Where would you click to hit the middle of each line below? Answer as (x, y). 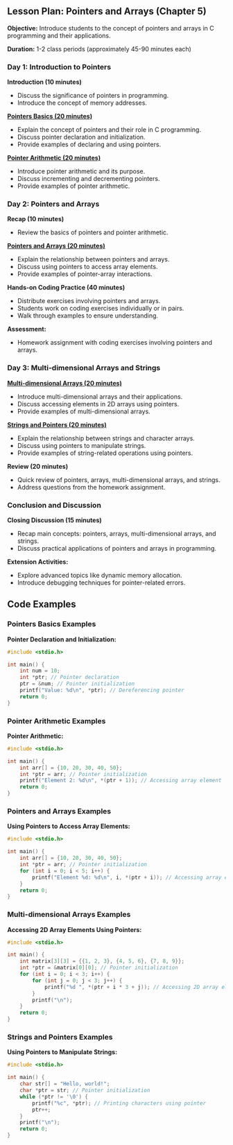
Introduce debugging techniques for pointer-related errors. (101, 583)
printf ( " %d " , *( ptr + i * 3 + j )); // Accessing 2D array (131, 987)
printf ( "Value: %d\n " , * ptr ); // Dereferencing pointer (102, 690)
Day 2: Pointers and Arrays (53, 204)
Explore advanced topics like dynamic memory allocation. (100, 575)
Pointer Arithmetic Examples (57, 721)
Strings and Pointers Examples (60, 1037)
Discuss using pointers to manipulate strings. (81, 445)
